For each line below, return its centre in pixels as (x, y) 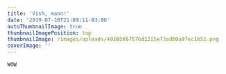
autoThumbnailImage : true (45, 26)
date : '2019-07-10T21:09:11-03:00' (59, 20)
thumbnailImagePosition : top (49, 33)
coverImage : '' (29, 46)
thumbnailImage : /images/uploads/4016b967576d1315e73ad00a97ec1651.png (113, 39)
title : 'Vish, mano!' (39, 13)
